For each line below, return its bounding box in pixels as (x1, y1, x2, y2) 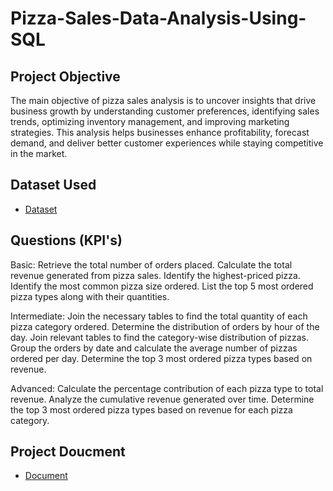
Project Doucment (10, 443, 126, 461)
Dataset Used (10, 177, 97, 194)
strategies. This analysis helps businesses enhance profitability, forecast (10, 127, 310, 138)
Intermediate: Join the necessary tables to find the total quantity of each (10, 310, 308, 322)
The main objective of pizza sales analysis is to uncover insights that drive (10, 95, 317, 106)
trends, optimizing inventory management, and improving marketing (10, 116, 290, 127)
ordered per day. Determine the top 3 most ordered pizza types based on (10, 352, 313, 364)
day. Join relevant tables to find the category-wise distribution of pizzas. (10, 331, 309, 343)
